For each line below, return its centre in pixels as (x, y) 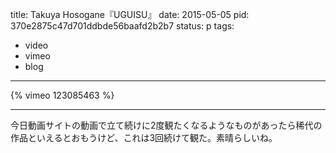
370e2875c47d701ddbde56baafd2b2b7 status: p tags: (122, 26)
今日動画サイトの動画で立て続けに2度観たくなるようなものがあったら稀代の (166, 125)
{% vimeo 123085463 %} (62, 95)
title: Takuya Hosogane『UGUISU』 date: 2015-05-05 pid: (130, 14)
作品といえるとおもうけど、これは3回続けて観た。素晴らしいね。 (144, 137)
